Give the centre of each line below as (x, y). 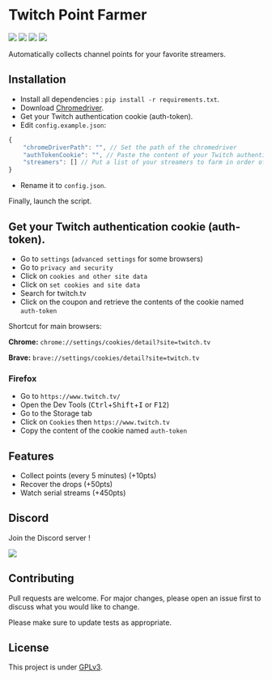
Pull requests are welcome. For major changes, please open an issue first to (135, 598)
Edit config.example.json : (63, 125)
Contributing (41, 578)
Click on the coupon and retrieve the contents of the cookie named (132, 302)
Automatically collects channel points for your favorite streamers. (117, 53)
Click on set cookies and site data (80, 284)
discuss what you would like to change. (74, 606)
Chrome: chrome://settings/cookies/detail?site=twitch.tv (110, 341)
